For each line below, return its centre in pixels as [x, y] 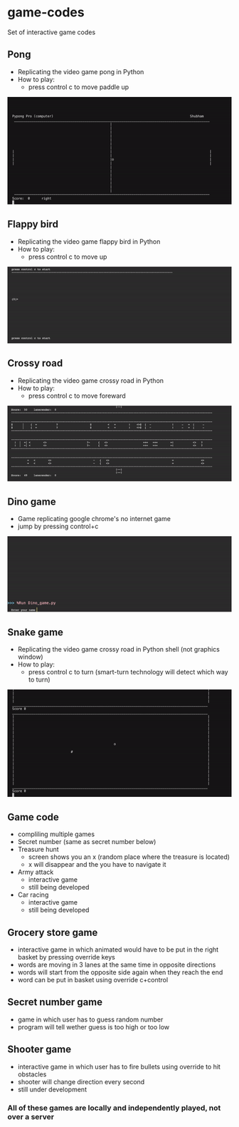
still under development [52, 1089]
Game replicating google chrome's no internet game [94, 518]
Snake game [36, 632]
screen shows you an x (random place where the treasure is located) [129, 857]
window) [31, 657]
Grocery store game [53, 932]
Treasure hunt [38, 850]
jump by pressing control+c [58, 526]
